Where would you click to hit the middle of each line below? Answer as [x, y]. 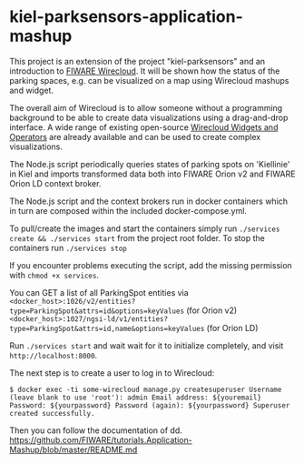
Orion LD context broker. [55, 183]
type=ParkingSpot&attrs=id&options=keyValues [97, 311]
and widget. [32, 90]
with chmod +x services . [54, 275]
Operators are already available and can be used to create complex [135, 136]
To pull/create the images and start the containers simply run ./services [145, 228]
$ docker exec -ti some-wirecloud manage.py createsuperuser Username [146, 389]
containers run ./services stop [68, 247]
